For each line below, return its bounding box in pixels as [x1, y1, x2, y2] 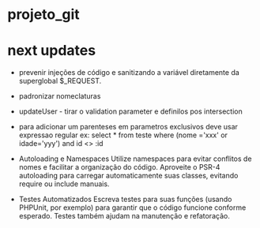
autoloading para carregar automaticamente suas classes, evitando [18, 171, 239, 181]
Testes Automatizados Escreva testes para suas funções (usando [18, 195, 232, 204]
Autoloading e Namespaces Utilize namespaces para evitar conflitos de [18, 154, 252, 163]
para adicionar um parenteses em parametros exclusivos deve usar [18, 122, 239, 132]
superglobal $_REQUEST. [18, 77, 102, 86]
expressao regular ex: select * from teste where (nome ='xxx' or [18, 130, 228, 140]
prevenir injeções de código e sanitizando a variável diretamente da [18, 68, 240, 77]
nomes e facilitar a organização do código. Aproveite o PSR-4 [18, 163, 220, 172]
